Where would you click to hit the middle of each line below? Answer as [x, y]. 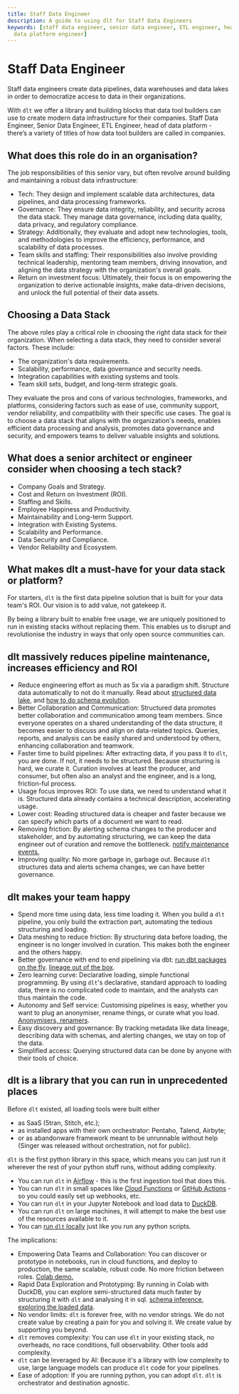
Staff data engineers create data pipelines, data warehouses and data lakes [118, 89]
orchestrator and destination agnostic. [74, 1383]
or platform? [35, 581]
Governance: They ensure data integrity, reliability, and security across [121, 209]
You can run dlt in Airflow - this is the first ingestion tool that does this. [122, 1181]
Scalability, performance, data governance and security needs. [110, 369]
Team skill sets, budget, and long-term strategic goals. [97, 384]
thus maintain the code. [52, 998]
